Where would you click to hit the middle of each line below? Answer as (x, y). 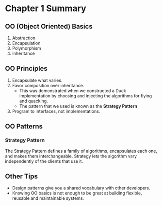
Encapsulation (26, 43)
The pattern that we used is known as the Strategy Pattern (78, 106)
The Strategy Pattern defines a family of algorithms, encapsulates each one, (81, 151)
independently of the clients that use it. (44, 161)
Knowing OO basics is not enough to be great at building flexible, (77, 193)
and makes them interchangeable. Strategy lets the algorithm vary (71, 156)
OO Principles (26, 69)
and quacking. (33, 101)
